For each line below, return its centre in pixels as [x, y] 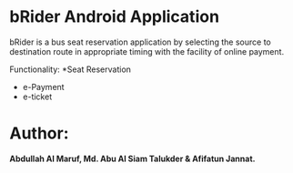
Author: [40, 133]
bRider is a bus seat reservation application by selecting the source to [140, 42]
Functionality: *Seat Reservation [71, 69]
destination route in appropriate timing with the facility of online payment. [147, 51]
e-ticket [37, 97]
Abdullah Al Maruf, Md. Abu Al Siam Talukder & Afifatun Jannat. [132, 158]
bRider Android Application [115, 17]
